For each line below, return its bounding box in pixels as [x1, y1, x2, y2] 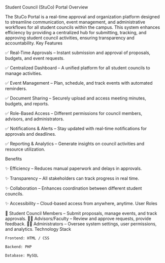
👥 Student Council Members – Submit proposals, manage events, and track [5, 210, 158, 216]
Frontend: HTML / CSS [5, 236, 50, 241]
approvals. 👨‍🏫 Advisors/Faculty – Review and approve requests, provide [5, 215, 152, 221]
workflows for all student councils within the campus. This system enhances [5, 24, 160, 30]
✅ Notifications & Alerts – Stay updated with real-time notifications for [5, 126, 147, 131]
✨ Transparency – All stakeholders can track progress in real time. [5, 175, 139, 181]
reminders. [5, 86, 27, 91]
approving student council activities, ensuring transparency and [5, 35, 134, 41]
